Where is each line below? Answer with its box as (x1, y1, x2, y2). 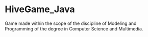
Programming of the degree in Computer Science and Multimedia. (5, 25, 143, 31)
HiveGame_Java (5, 4, 75, 15)
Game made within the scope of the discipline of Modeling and (5, 20, 137, 26)
